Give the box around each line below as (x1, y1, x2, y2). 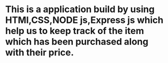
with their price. (5, 47, 74, 58)
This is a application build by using (5, 4, 155, 15)
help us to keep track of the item (5, 25, 144, 37)
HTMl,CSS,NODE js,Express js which (5, 14, 164, 26)
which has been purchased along (5, 36, 149, 48)
